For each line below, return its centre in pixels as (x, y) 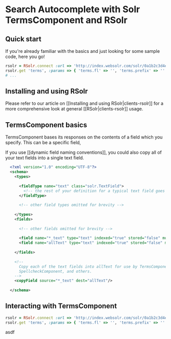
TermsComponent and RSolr (66, 20)
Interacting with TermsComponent (61, 306)
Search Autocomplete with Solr (73, 9)
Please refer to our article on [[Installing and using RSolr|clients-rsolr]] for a (84, 103)
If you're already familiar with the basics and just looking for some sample (83, 51)
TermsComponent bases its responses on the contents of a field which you (84, 137)
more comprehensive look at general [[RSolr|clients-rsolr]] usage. (74, 109)
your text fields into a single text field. (45, 158)
